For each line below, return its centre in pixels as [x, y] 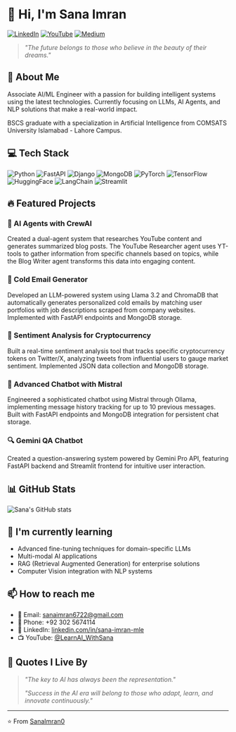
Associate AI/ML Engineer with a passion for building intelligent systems [112, 94]
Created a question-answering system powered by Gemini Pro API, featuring [118, 459]
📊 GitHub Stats [41, 489]
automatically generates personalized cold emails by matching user [105, 302]
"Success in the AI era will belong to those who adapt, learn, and [119, 693]
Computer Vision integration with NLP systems [85, 571]
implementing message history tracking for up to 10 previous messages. [112, 407]
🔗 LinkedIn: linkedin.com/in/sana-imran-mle [81, 629]
